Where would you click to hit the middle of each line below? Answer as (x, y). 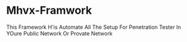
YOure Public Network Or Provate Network (60, 33)
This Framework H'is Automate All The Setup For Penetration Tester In (94, 27)
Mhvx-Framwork (49, 10)
